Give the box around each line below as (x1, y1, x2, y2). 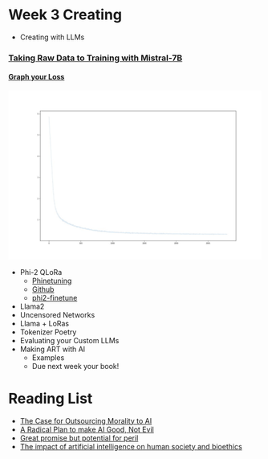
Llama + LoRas (19, 318, 70, 328)
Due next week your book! (31, 361, 120, 371)
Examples (31, 352, 65, 363)
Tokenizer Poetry (19, 327, 77, 337)
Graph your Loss (8, 72, 65, 82)
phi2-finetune (31, 293, 78, 302)
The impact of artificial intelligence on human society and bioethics (19, 441, 242, 451)
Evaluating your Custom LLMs (19, 335, 120, 345)
